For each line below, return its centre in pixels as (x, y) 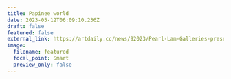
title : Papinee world (38, 13)
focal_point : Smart (41, 58)
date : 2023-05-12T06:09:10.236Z (53, 20)
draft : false (26, 26)
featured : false (30, 33)
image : (16, 45)
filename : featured (41, 52)
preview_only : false (43, 65)
